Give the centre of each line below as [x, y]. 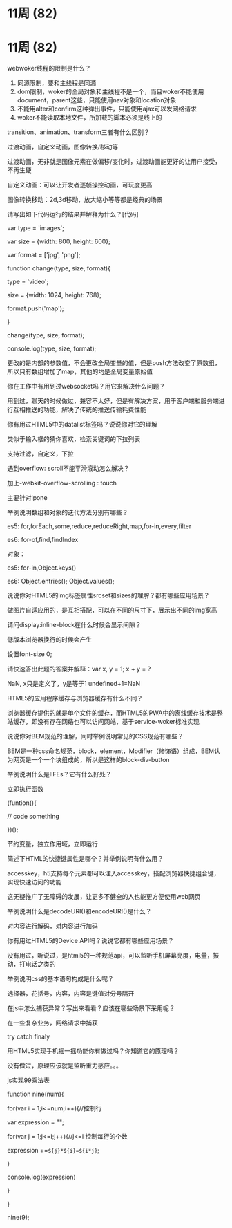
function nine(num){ [36, 1094]
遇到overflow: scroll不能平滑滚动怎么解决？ [68, 468]
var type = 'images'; [36, 228]
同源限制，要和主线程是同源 [57, 83]
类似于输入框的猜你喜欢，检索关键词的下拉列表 [74, 439]
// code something [33, 817]
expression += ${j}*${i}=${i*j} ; [54, 1151]
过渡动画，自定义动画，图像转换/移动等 [63, 147]
